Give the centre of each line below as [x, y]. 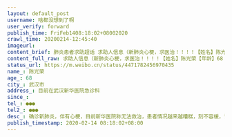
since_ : [18, 98]
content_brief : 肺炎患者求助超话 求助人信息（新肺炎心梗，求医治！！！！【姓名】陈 [114, 53]
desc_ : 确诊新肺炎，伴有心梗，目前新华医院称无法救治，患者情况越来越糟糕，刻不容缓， [116, 116]
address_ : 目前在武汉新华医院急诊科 [54, 91]
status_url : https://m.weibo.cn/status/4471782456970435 [91, 65]
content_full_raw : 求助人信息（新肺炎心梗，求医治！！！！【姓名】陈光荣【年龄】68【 [118, 59]
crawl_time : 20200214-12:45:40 [52, 39]
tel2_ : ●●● [23, 110]
